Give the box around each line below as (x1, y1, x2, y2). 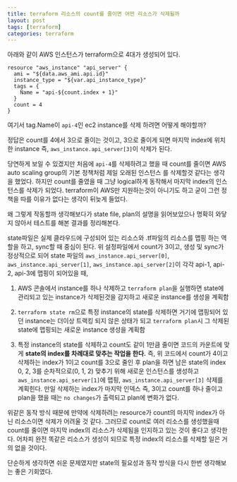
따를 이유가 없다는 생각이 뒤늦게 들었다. (20, 195, 128, 203)
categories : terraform (7, 30, 74, 37)
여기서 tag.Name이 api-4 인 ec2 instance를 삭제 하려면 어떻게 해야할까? (7, 121, 207, 129)
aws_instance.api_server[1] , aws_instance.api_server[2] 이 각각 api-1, (7, 260, 212, 269)
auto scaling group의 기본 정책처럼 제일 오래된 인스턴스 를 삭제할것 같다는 (7, 169, 212, 177)
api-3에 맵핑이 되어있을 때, (14, 269, 89, 277)
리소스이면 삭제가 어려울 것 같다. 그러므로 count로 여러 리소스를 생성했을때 (14, 417, 220, 426)
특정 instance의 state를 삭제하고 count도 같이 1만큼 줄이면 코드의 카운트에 (17, 340, 223, 349)
